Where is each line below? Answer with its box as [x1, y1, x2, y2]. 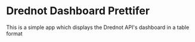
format [6, 30, 23, 37]
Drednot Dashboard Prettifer [6, 4, 150, 18]
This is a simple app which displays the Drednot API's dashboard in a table [6, 24, 190, 31]
